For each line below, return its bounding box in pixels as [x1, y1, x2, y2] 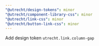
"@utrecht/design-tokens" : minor [5, 7, 75, 12]
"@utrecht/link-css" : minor [5, 16, 64, 21]
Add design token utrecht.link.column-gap [5, 35, 94, 41]
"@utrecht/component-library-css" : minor [5, 12, 93, 17]
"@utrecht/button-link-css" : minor [5, 21, 79, 26]
